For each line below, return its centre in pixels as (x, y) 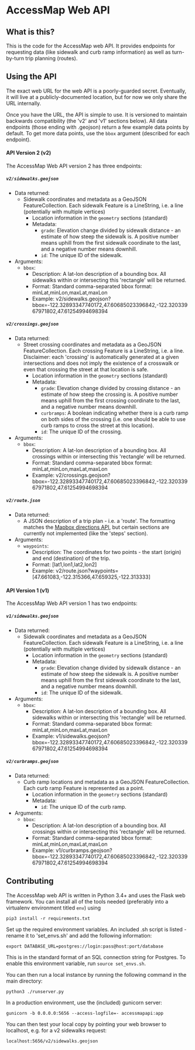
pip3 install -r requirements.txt (48, 918)
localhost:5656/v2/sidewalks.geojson (52, 1041)
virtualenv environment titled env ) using (54, 908)
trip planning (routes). (52, 58)
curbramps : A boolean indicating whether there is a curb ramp (114, 413)
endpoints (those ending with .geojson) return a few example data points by (97, 127)
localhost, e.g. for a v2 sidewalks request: (57, 1030)
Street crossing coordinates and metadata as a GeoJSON (92, 344)
